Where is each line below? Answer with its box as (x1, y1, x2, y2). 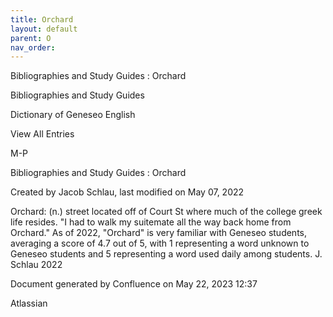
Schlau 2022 (10, 259, 63, 271)
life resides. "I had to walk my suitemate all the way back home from (10, 216, 292, 228)
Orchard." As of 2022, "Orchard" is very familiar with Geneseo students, (10, 227, 308, 239)
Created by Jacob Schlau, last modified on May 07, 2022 (10, 186, 245, 198)
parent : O (10, 33, 52, 43)
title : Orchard (10, 14, 74, 25)
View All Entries (10, 128, 75, 140)
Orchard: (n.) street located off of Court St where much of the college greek (10, 206, 323, 218)
